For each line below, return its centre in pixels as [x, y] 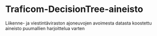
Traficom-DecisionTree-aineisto [74, 9]
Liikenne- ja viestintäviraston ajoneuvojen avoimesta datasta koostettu [78, 23]
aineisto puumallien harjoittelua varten [45, 28]
